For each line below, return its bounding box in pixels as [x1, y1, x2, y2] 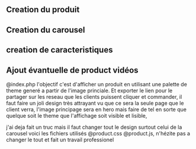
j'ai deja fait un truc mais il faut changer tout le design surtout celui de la [6, 124, 182, 131]
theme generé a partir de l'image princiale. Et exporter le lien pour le [6, 87, 173, 94]
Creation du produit [6, 5, 80, 15]
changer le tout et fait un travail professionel [6, 136, 114, 143]
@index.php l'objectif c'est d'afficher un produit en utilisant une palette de [6, 80, 188, 88]
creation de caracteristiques [6, 45, 113, 55]
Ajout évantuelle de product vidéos [6, 65, 139, 75]
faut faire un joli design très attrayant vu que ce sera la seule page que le [6, 99, 184, 106]
